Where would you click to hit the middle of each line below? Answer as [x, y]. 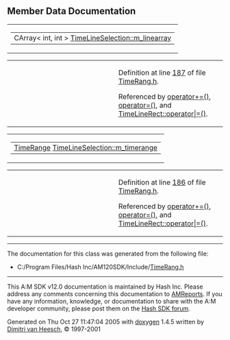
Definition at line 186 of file [163, 182]
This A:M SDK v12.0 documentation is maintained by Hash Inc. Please [105, 287]
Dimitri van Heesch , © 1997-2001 [54, 329]
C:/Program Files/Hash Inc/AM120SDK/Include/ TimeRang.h [100, 267]
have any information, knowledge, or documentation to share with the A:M [112, 301]
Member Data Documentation [72, 11]
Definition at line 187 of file [163, 73]
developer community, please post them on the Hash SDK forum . [99, 308]
